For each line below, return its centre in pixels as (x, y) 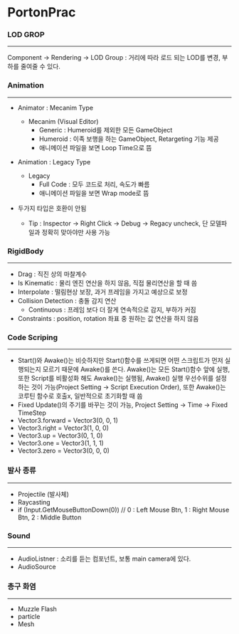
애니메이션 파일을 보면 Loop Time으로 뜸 (95, 147)
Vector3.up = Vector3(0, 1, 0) (60, 435)
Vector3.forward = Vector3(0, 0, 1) (68, 421)
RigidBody (26, 251)
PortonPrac (42, 12)
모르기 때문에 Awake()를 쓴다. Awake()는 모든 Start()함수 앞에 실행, (136, 369)
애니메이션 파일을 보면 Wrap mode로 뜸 (94, 193)
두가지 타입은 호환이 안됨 (52, 208)
